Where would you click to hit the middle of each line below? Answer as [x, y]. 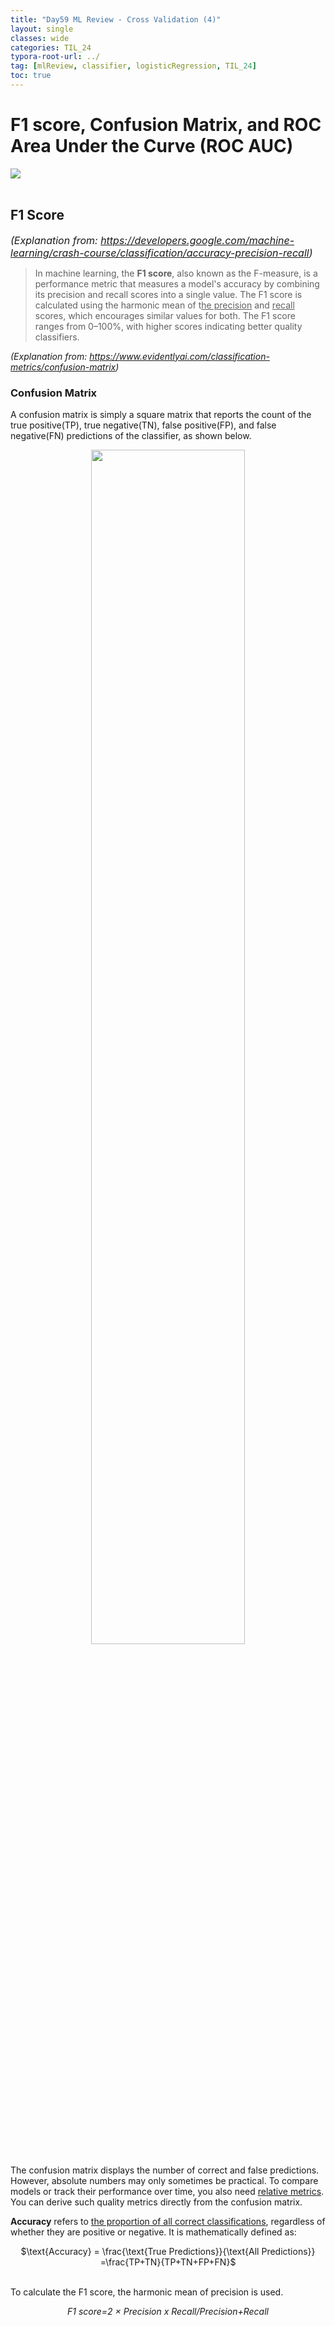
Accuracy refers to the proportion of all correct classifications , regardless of [168, 2221]
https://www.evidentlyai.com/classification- [179, 356]
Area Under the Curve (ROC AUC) [152, 146]
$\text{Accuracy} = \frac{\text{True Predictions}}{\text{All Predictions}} [168, 2251]
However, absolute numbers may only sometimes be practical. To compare [164, 2180]
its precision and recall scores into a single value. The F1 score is [168, 294]
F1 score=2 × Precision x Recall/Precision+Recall [168, 2311]
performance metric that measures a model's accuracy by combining [177, 283]
